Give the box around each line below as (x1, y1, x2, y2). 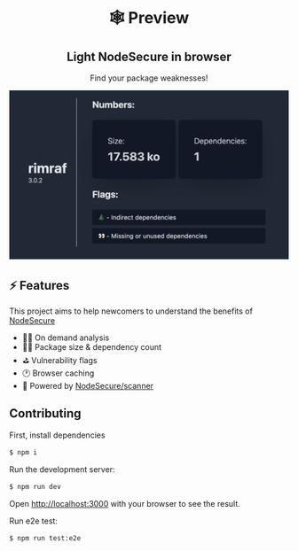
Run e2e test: (9, 516, 58, 526)
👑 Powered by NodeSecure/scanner (21, 380, 153, 391)
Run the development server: (9, 463, 115, 475)
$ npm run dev (9, 482, 62, 491)
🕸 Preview (108, 8, 190, 28)
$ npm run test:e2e (9, 533, 82, 542)
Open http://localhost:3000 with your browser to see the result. (9, 498, 241, 508)
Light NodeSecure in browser (66, 49, 232, 64)
